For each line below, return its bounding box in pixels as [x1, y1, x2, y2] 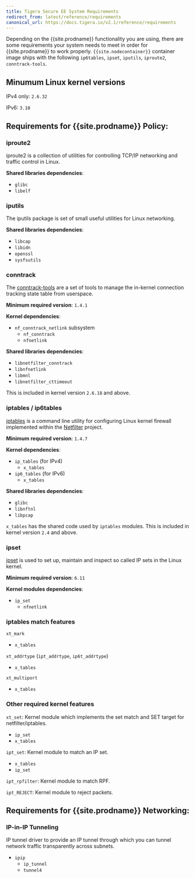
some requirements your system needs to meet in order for [6, 42, 148, 49]
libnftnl [14, 506, 36, 512]
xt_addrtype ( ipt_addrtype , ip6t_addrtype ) [6, 653, 109, 660]
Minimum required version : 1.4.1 [6, 302, 88, 309]
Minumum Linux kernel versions [6, 77, 126, 87]
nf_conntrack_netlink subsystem [14, 324, 95, 331]
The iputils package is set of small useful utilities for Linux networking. [6, 215, 175, 222]
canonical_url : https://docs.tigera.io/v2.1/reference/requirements [6, 19, 176, 25]
